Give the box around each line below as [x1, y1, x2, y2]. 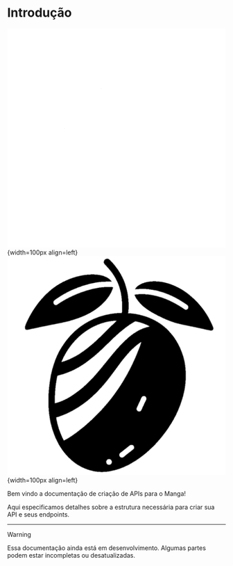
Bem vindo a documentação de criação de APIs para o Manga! [7, 489, 186, 498]
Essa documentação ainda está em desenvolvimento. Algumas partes [7, 544, 207, 552]
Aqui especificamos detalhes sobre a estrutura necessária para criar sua [7, 503, 215, 511]
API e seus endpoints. [7, 510, 70, 519]
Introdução [7, 5, 72, 21]
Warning [7, 530, 31, 538]
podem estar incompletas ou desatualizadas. [7, 551, 135, 559]
